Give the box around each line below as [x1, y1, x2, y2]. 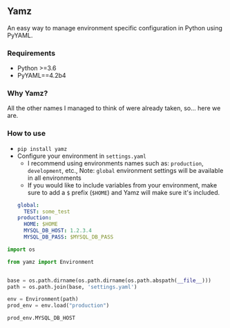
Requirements [7, 48, 56, 58]
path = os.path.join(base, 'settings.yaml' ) [7, 283, 137, 290]
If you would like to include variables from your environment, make [27, 181, 218, 189]
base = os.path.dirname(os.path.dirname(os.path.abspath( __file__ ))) [7, 277, 212, 284]
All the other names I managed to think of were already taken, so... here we [7, 104, 221, 112]
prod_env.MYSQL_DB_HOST [7, 315, 76, 322]
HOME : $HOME [23, 221, 58, 228]
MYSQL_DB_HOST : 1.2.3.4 [23, 227, 92, 234]
